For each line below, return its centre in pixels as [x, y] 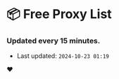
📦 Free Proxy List [59, 14]
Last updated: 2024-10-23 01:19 [63, 56]
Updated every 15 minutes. [54, 41]
